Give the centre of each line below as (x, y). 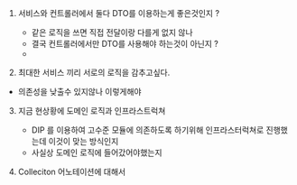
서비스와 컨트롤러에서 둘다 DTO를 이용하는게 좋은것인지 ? (118, 13)
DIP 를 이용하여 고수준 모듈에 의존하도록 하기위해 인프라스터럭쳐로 (148, 130)
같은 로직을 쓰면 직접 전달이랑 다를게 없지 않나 (112, 32)
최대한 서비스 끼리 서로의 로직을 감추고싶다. (94, 72)
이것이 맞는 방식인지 (84, 141)
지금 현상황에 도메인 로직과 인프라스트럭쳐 (92, 111)
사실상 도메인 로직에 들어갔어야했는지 (97, 153)
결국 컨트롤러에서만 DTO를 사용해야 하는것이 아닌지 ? (125, 44)
